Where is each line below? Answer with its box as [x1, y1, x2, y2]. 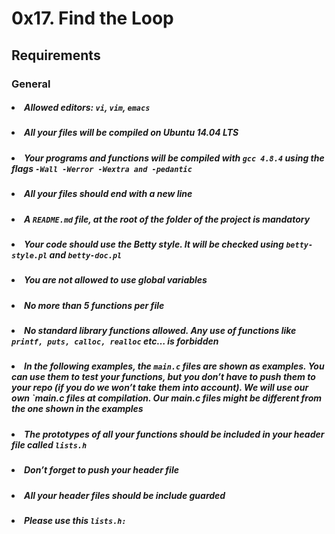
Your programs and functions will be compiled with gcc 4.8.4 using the [24, 152, 325, 164]
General [11, 77, 51, 91]
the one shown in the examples [11, 403, 144, 415]
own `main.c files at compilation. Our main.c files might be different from [11, 392, 323, 404]
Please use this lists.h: [24, 514, 127, 526]
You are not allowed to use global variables [24, 274, 208, 286]
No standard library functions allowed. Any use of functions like [24, 325, 297, 337]
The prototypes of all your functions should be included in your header [24, 428, 325, 440]
